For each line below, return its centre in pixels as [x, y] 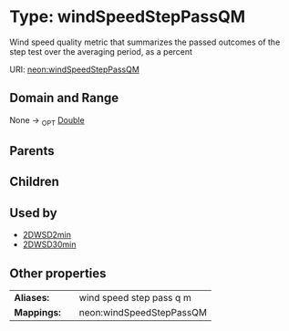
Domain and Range [64, 98]
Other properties [58, 273]
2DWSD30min [49, 244]
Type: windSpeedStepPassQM [128, 17]
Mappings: [38, 312]
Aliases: [32, 297]
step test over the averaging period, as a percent [101, 51]
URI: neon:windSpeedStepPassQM [74, 69]
